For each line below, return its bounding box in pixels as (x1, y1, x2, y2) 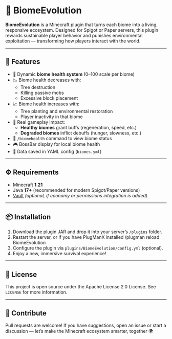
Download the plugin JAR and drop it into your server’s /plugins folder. (12, 229, 162, 235)
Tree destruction (20, 84, 56, 90)
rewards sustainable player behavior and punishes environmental (5, 32, 143, 38)
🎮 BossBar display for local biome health (12, 141, 100, 147)
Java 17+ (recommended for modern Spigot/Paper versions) (12, 187, 140, 193)
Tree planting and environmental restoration (20, 108, 113, 114)
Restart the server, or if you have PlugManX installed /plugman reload (12, 234, 160, 240)
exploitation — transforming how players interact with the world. (5, 38, 141, 44)
